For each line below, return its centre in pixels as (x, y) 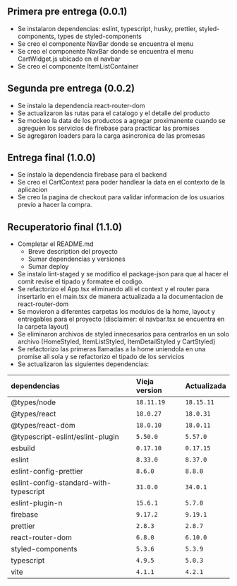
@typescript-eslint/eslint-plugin (65, 437)
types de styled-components (100, 36)
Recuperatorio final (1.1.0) (65, 227)
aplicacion (32, 189)
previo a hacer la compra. (55, 205)
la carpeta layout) (43, 327)
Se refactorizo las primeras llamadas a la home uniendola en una (111, 349)
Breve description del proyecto (73, 252)
